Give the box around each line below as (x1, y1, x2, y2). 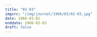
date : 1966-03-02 (5, 16, 40, 21)
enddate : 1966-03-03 (5, 20, 47, 25)
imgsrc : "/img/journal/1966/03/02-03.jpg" (5, 12, 93, 16)
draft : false (5, 25, 32, 30)
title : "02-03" (5, 7, 36, 12)
